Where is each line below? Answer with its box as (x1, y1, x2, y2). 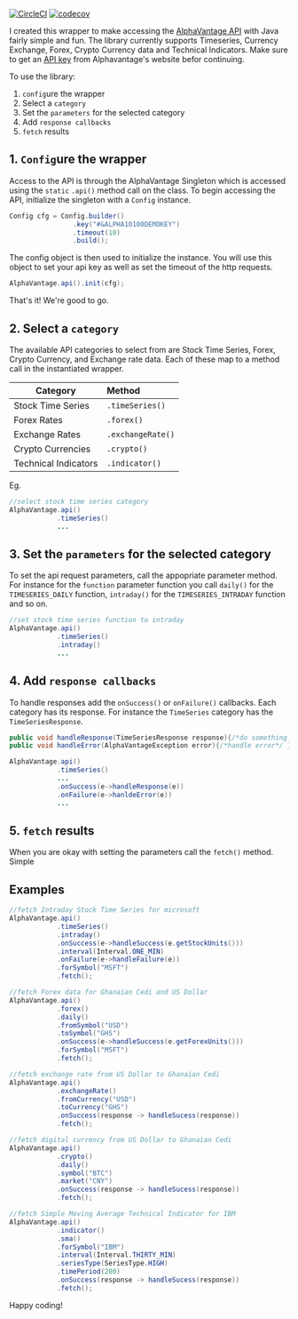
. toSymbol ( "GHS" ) (56, 1029, 122, 1038)
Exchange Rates (13, 428, 82, 440)
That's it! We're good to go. (9, 295, 109, 306)
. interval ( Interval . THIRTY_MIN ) (56, 1251, 176, 1259)
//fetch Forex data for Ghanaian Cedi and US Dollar (9, 987, 208, 996)
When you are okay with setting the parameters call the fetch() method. (9, 847, 274, 858)
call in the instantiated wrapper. (9, 364, 124, 373)
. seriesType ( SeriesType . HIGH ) (56, 1259, 169, 1268)
